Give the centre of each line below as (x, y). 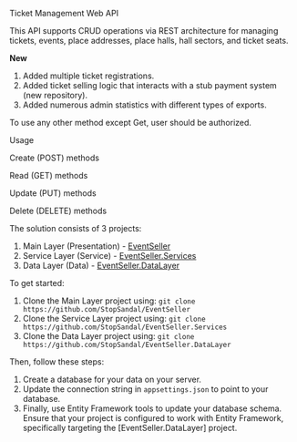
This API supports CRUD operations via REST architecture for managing (144, 31)
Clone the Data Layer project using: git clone (108, 336)
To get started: (37, 283)
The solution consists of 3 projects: (76, 228)
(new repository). (55, 95)
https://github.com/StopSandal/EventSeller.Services (125, 327)
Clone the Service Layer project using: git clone (114, 319)
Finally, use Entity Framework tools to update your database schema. (152, 408)
